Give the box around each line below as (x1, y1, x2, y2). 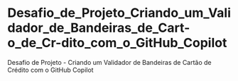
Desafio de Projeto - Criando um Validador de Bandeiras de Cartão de (7, 58, 212, 66)
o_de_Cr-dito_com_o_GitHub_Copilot (7, 35, 227, 51)
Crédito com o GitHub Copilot (7, 66, 94, 74)
